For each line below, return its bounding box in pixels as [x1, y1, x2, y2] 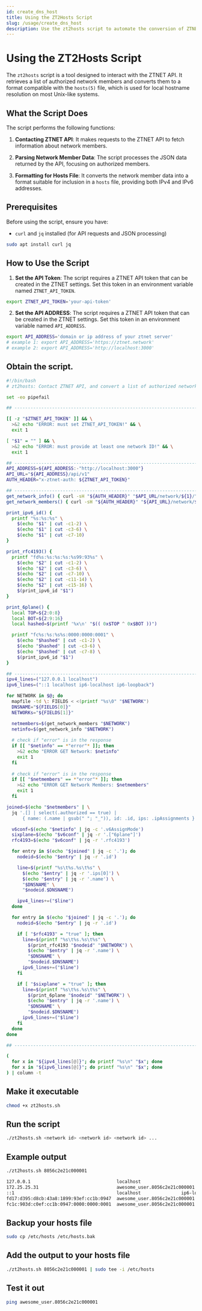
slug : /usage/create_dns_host [6, 20, 82, 26]
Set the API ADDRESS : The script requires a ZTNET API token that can [14, 310, 190, 317]
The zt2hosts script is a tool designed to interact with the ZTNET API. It [6, 72, 182, 79]
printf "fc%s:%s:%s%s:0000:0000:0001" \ [11, 632, 114, 638]
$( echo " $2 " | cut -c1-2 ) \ [17, 559, 87, 566]
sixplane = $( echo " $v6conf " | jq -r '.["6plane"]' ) [11, 832, 141, 838]
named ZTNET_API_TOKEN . [14, 287, 76, 294]
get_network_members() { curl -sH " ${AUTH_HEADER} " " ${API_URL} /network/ [6, 499, 195, 505]
